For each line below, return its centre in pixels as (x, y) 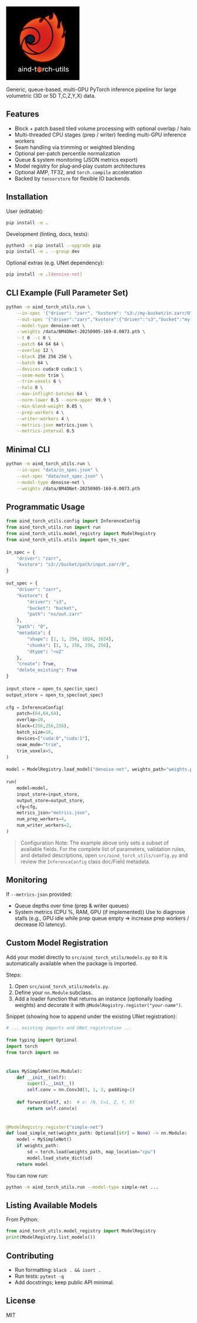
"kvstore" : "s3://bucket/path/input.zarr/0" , (73, 565)
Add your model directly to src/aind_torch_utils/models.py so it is (87, 957)
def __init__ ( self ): (42, 1078)
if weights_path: (38, 1146)
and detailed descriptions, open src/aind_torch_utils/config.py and (104, 855)
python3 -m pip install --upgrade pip (53, 245)
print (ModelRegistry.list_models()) (51, 1237)
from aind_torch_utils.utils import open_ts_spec (68, 540)
